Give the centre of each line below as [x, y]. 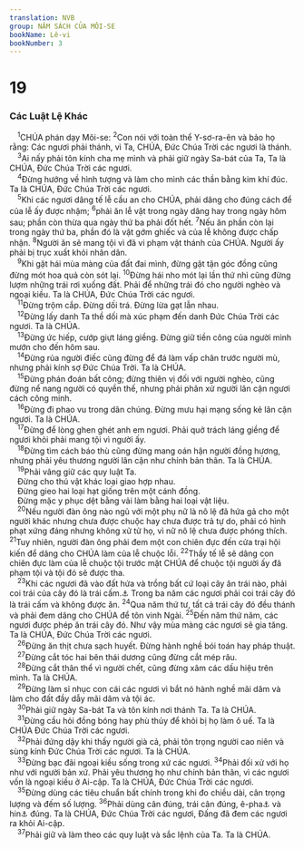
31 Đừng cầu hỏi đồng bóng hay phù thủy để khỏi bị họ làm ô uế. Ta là [146, 720]
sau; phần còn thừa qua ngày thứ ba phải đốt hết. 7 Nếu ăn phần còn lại [142, 221]
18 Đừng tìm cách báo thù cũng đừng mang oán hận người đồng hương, [149, 450]
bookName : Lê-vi [40, 34]
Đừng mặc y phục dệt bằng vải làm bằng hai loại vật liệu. [123, 501]
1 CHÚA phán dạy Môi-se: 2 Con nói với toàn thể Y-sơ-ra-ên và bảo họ [146, 137]
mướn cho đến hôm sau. [55, 346]
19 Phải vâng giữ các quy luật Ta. [77, 471]
